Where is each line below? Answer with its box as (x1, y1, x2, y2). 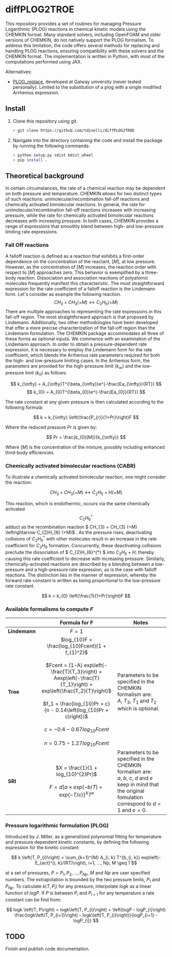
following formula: (5, 404, 44, 410)
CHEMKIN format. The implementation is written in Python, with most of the (5, 53, 165, 59)
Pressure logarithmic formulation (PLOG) (5, 822, 109, 829)
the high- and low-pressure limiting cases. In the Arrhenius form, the (5, 357, 150, 364)
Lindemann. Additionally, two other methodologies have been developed (5, 320, 158, 326)
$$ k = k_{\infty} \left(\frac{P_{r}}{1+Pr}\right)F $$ (33, 414, 139, 420)
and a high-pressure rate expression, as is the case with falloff (25, 567, 157, 573)
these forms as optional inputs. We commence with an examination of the (5, 336, 160, 342)
